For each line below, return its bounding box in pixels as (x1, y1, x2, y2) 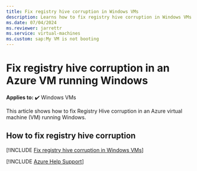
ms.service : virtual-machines (6, 31, 81, 37)
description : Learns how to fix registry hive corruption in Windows (6, 14, 182, 20)
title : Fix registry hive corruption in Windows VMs (6, 8, 139, 15)
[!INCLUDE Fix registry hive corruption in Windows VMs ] (6, 146, 144, 153)
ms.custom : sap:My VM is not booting (6, 36, 99, 42)
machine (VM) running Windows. (6, 113, 86, 121)
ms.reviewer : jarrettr (6, 25, 62, 31)
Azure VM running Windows (6, 74, 148, 87)
